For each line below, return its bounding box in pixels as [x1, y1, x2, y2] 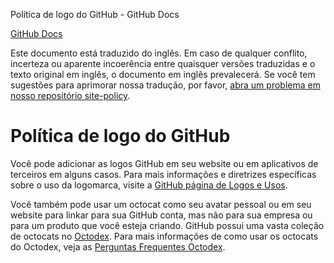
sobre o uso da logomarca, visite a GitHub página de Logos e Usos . [10, 179, 288, 191]
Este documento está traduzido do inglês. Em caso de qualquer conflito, [10, 47, 308, 59]
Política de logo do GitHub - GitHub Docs [10, 9, 180, 20]
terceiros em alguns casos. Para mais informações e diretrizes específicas [10, 168, 317, 180]
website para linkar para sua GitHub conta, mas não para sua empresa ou [10, 209, 313, 221]
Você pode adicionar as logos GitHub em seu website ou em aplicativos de [10, 157, 319, 169]
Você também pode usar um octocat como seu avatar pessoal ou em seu [10, 198, 312, 210]
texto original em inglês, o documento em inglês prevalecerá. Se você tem [10, 69, 316, 80]
